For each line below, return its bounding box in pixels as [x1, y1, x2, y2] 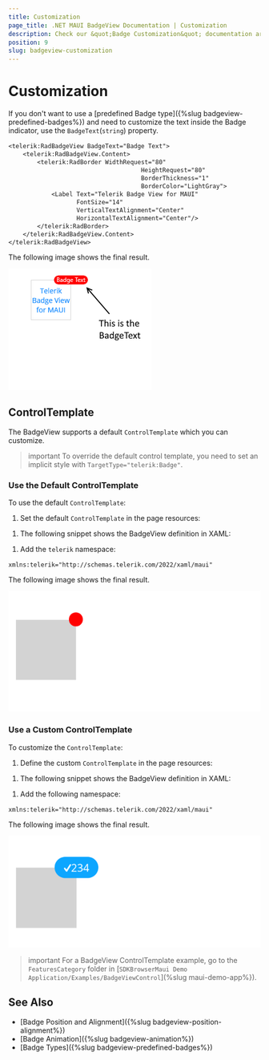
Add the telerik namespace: [19, 545, 116, 554]
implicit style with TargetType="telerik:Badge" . [27, 459, 183, 469]
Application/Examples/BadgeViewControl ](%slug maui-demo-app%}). [27, 972, 258, 981]
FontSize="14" [76, 199, 124, 207]
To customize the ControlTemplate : [8, 742, 123, 752]
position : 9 [8, 38, 48, 46]
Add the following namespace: [19, 789, 121, 799]
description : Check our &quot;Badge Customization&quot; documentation [8, 30, 252, 38]
